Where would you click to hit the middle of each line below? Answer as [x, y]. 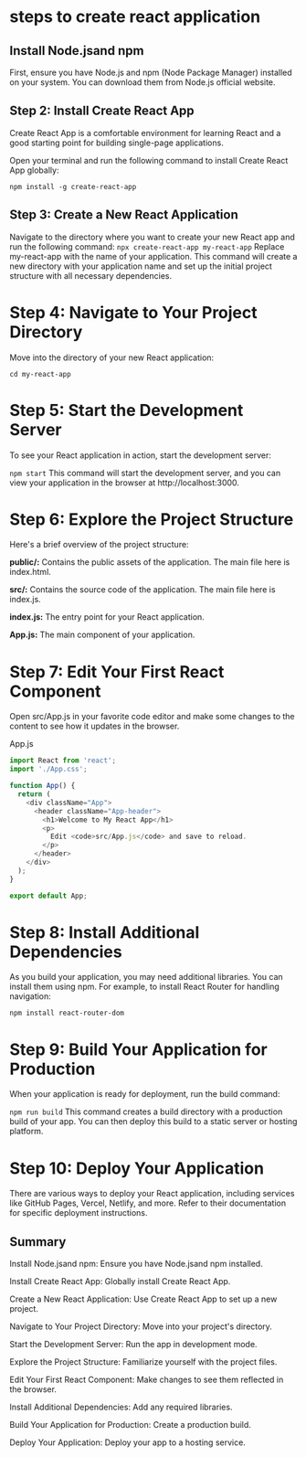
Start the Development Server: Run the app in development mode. [133, 1345]
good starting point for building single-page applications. [116, 143]
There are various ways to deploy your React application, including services [152, 1194]
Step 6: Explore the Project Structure [152, 519]
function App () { [42, 786]
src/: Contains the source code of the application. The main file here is [142, 590]
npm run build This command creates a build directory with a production [146, 1111]
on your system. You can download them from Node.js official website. [142, 82]
